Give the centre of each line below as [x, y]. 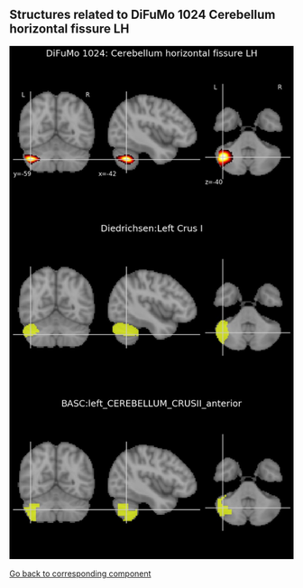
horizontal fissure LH [69, 29]
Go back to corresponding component [80, 574]
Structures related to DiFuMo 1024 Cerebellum [142, 15]
